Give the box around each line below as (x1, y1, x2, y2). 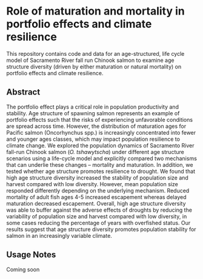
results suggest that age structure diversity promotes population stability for (6, 226, 196, 233)
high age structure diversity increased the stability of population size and (6, 174, 189, 181)
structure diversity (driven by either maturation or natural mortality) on (6, 62, 182, 70)
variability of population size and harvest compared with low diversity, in (6, 212, 187, 220)
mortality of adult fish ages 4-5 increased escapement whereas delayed (6, 193, 187, 201)
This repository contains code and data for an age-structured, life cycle (6, 50, 185, 57)
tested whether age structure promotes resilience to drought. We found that (6, 167, 196, 175)
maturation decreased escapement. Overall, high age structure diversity (6, 200, 186, 207)
